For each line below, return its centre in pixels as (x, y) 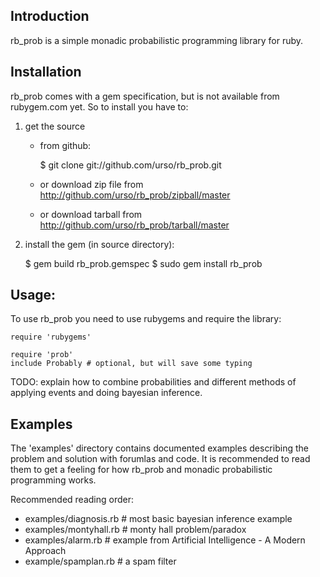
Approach (45, 551)
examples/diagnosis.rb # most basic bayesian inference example (158, 519)
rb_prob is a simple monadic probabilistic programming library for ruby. (157, 40)
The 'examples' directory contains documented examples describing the (159, 448)
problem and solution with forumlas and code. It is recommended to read (160, 459)
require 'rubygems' (51, 337)
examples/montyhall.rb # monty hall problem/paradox (135, 530)
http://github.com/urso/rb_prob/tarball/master (134, 225)
